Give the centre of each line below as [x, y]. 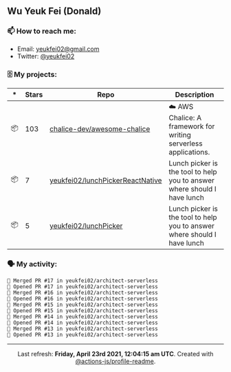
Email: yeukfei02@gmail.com [58, 49]
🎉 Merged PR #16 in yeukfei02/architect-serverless [82, 293]
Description [195, 94]
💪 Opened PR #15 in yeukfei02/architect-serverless [82, 311]
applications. [189, 152]
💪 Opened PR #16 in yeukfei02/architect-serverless [82, 299]
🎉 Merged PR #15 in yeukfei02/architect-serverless [82, 305]
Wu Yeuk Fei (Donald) [54, 11]
